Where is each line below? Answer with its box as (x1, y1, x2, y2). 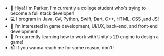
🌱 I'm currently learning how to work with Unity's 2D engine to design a (10, 34, 159, 40)
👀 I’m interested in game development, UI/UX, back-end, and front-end (10, 23, 158, 29)
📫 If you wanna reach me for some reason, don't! (10, 45, 114, 50)
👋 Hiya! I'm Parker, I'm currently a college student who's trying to (10, 5, 146, 11)
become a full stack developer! (10, 10, 75, 16)
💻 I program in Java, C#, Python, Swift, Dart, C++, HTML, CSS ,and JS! (10, 16, 159, 22)
